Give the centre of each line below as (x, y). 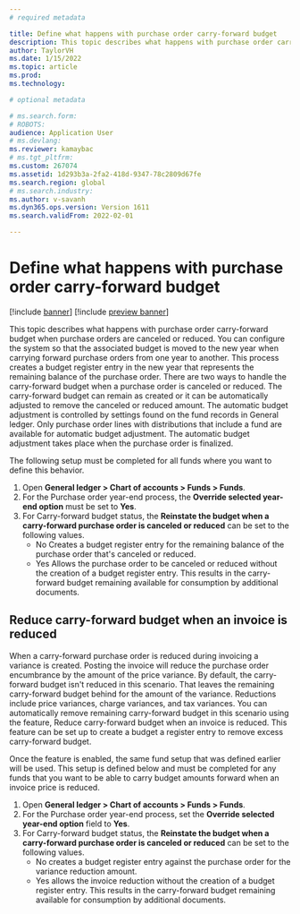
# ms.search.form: (43, 116)
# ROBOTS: (28, 124)
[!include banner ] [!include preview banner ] (89, 312)
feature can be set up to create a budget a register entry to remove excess (146, 731)
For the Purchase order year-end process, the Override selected (142, 497)
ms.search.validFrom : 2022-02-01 (71, 216)
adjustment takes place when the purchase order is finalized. (121, 443)
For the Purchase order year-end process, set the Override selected (148, 814)
